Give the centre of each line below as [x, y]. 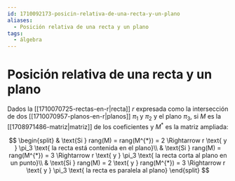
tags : [15, 33]
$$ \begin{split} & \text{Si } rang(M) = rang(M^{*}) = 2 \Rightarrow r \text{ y [118, 140]
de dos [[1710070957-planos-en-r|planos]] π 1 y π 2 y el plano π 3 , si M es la [114, 117]
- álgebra [28, 40]
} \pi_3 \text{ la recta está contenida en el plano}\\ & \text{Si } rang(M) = [118, 147]
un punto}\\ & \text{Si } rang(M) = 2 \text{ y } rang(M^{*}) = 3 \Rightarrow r [118, 163]
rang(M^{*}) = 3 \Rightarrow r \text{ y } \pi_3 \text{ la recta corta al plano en [118, 155]
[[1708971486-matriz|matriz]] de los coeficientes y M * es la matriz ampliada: [118, 126]
